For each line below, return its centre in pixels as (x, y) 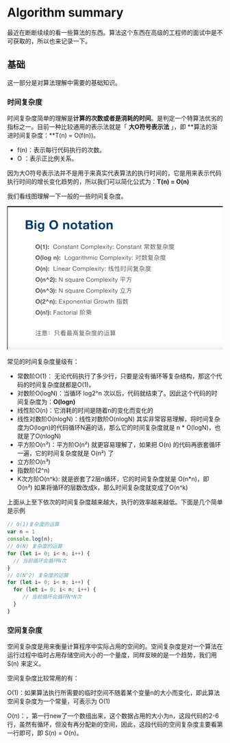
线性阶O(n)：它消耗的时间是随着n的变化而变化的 (85, 411)
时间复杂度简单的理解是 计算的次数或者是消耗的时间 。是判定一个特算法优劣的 (115, 119)
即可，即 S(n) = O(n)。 (51, 733)
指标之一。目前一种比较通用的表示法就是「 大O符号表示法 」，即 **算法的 (110, 127)
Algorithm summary (65, 13)
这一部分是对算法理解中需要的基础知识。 (64, 82)
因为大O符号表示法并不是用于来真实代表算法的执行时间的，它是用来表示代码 (114, 173)
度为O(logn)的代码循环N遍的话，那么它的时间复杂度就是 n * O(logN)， (116, 428)
